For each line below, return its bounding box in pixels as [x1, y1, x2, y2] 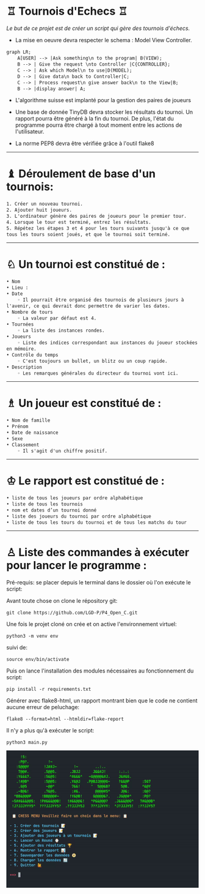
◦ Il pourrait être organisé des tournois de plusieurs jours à [17, 297, 184, 303]
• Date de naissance [6, 430, 59, 436]
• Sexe [6, 436, 23, 442]
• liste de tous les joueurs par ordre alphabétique [6, 494, 143, 501]
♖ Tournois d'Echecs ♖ [6, 4, 128, 18]
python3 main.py [6, 739, 48, 745]
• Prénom [6, 423, 29, 430]
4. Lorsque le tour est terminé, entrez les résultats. [6, 219, 151, 225]
